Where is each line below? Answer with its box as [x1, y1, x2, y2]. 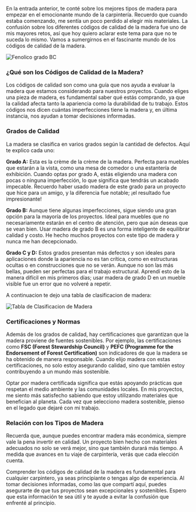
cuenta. [6, 457, 24, 464]
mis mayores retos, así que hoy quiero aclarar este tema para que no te [6, 30, 177, 37]
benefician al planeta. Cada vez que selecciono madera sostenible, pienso [6, 398, 185, 405]
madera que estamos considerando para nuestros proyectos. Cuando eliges [6, 88, 189, 95]
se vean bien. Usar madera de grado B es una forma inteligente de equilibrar [6, 225, 190, 232]
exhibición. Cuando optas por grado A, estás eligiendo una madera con [6, 170, 177, 177]
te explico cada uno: [6, 146, 55, 154]
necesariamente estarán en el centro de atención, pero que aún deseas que [6, 219, 188, 226]
